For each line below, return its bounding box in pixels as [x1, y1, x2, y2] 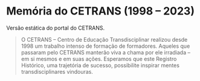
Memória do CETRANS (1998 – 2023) [6, 4, 195, 18]
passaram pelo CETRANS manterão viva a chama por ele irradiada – [21, 48, 190, 56]
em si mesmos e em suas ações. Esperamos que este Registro [21, 55, 177, 62]
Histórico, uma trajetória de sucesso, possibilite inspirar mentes [21, 62, 180, 69]
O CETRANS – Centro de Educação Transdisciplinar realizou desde [21, 36, 188, 43]
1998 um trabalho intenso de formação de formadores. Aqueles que [21, 42, 190, 50]
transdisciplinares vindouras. [21, 68, 94, 75]
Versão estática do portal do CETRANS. [6, 24, 105, 31]
